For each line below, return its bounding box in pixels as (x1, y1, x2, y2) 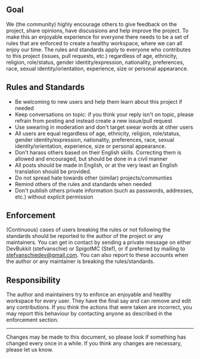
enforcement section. (6, 316, 59, 324)
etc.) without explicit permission (14, 193, 93, 200)
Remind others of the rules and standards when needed (14, 180, 152, 187)
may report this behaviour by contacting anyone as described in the (6, 310, 173, 317)
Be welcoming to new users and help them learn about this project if (14, 98, 183, 105)
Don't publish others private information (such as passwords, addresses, (14, 187, 193, 194)
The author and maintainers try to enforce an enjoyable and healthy (6, 291, 171, 298)
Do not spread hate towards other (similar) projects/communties (14, 174, 173, 181)
